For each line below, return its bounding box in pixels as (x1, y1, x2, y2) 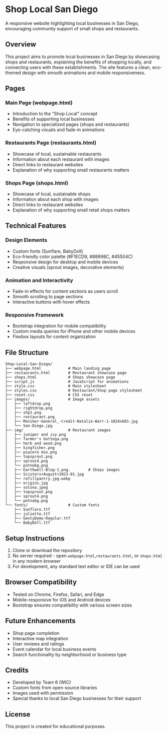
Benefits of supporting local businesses (12, 116, 95, 122)
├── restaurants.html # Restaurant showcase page (5, 370, 127, 376)
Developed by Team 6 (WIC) (12, 679, 71, 686)
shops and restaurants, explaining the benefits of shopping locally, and (5, 59, 152, 65)
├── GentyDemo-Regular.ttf (14, 516, 71, 521)
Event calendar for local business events (12, 646, 97, 652)
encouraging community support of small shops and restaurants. (5, 25, 139, 31)
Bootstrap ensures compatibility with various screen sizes (12, 602, 132, 608)
